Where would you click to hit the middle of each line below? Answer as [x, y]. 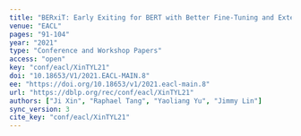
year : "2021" [34, 42]
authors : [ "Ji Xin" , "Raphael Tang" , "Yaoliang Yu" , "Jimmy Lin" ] [136, 101]
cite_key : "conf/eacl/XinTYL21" [69, 117]
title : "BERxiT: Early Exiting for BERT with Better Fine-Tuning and [142, 17]
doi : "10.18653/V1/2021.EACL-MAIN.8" [80, 76]
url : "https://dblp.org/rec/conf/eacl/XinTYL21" [102, 92]
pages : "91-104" [39, 34]
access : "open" [38, 59]
